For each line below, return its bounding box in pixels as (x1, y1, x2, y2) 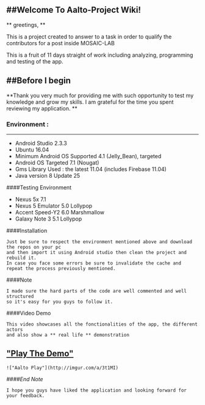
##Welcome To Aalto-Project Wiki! (6, 5, 142, 15)
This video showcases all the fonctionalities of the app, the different (6, 321, 198, 327)
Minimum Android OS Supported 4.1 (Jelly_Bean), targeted (15, 152, 162, 159)
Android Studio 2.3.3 (15, 139, 67, 147)
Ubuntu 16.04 (15, 146, 49, 153)
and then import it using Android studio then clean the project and (6, 249, 187, 255)
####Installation (6, 227, 48, 234)
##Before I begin (6, 76, 71, 86)
